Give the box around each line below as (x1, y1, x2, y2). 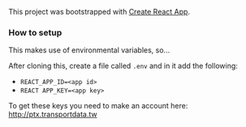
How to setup (8, 27, 63, 38)
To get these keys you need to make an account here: (8, 101, 188, 111)
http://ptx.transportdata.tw (8, 109, 97, 120)
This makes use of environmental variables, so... (8, 45, 170, 55)
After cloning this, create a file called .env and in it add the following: (8, 61, 238, 71)
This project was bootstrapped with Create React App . (8, 7, 191, 16)
